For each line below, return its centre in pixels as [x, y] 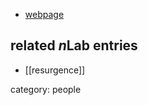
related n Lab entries [74, 45]
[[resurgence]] [55, 70]
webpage [44, 14]
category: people [46, 89]
